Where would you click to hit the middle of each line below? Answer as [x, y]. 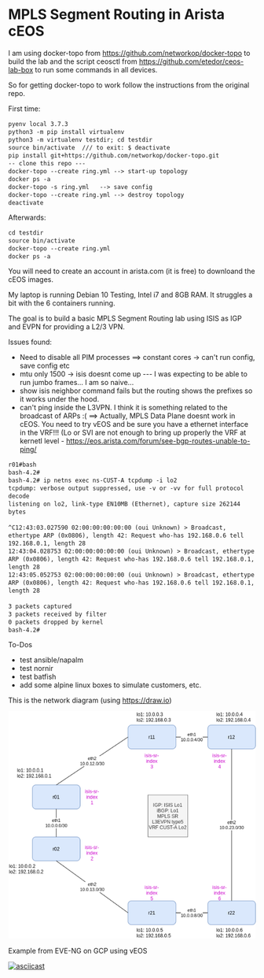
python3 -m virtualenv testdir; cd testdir [81, 139]
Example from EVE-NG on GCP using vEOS [78, 950]
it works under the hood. [59, 398]
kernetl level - [42, 441]
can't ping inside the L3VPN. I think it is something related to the [123, 407]
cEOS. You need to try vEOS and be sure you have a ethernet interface [134, 424]
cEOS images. [31, 279]
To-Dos [20, 644]
